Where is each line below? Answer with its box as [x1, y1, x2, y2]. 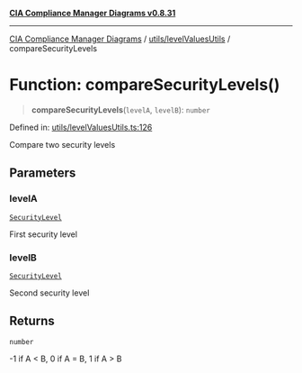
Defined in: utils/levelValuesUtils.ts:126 [9, 122, 153, 132]
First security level [9, 229, 78, 240]
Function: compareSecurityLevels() [9, 75, 280, 96]
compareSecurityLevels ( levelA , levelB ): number [31, 104, 211, 115]
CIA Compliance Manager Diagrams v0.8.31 [9, 8, 176, 18]
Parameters [9, 166, 76, 181]
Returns [9, 314, 56, 329]
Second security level [9, 287, 90, 298]
